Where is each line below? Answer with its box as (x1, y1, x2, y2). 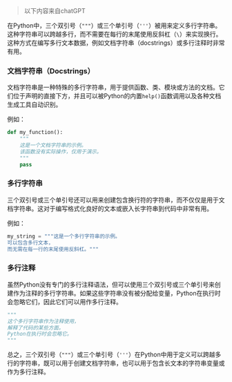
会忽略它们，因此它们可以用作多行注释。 (7, 297, 122, 306)
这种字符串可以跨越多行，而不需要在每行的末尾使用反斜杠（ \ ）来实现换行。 (7, 30, 222, 38)
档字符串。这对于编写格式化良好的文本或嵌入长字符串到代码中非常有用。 (7, 204, 213, 213)
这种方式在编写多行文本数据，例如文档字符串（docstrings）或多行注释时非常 (7, 39, 225, 47)
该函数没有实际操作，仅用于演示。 (19, 148, 102, 155)
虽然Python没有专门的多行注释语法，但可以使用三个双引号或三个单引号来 (7, 280, 215, 289)
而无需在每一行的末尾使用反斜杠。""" (7, 245, 99, 253)
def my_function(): (7, 129, 64, 136)
